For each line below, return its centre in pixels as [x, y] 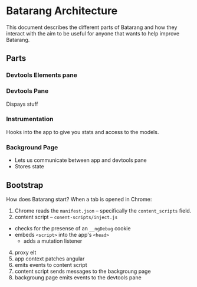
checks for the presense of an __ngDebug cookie [73, 228]
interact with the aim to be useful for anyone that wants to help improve [93, 33]
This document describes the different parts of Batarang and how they [92, 27]
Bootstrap [25, 185]
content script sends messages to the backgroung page [83, 271]
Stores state [29, 167]
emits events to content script [51, 265]
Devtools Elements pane [42, 75]
